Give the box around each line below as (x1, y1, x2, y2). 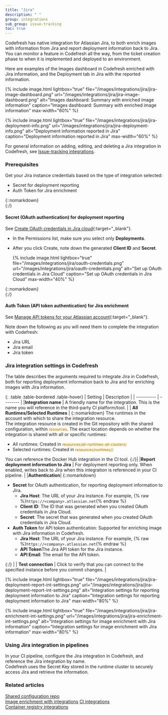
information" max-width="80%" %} (5, 629, 79, 635)
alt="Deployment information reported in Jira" (25, 128, 120, 134)
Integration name (25, 399, 62, 405)
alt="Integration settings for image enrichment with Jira (41, 618, 156, 624)
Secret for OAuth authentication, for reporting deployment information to (12, 482, 163, 488)
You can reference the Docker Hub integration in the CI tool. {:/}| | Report (5, 456, 155, 462)
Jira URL (12, 338, 31, 345)
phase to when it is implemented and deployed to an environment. (5, 56, 142, 62)
